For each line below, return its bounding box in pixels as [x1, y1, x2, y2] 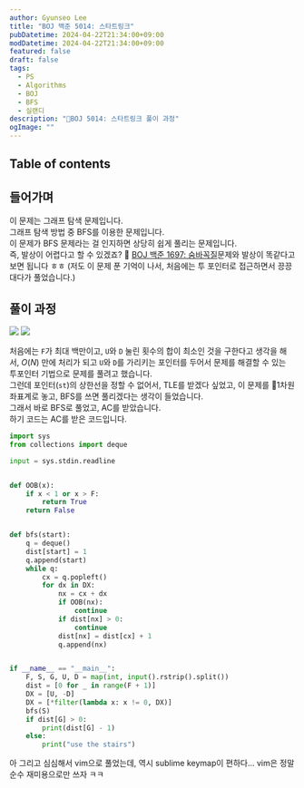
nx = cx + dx [57, 589, 107, 598]
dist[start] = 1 [25, 547, 88, 556]
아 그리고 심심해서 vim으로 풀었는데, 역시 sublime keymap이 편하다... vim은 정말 [9, 758, 295, 769]
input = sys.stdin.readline [9, 456, 116, 465]
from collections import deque [9, 440, 128, 449]
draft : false [9, 55, 59, 64]
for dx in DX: [42, 581, 95, 590]
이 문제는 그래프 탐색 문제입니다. [9, 215, 124, 227]
